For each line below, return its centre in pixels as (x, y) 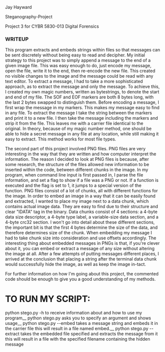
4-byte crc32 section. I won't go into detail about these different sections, (80, 222)
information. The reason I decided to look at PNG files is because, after (77, 159)
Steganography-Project (29, 17)
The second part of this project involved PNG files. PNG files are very (75, 149)
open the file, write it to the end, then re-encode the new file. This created (80, 71)
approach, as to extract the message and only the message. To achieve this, (82, 87)
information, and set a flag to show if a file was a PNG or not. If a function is (82, 180)
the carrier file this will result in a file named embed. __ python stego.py (77, 329)
